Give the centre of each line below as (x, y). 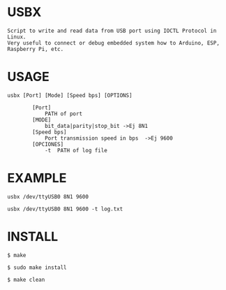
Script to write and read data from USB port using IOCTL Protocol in (112, 31)
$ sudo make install (37, 267)
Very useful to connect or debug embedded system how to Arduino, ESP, (113, 43)
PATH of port (63, 114)
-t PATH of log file (76, 150)
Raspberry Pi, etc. (36, 49)
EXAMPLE (37, 178)
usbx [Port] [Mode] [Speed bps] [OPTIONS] (70, 95)
